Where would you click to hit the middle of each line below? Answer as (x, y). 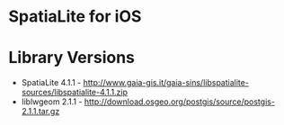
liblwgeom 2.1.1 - (52, 102)
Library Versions (72, 58)
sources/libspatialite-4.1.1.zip (74, 93)
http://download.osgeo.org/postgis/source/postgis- (180, 102)
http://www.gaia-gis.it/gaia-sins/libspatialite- (166, 83)
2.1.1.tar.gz (40, 112)
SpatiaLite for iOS (75, 17)
